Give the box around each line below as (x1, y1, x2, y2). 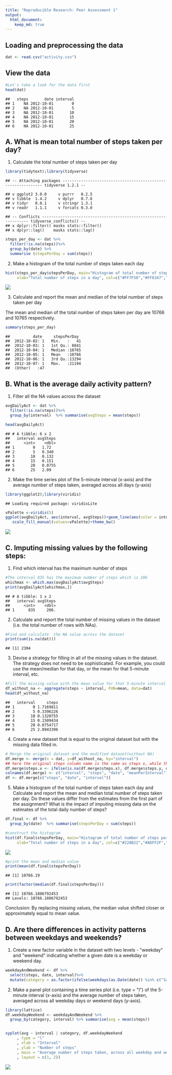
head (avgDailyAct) (5, 422, 45, 427)
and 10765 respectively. (5, 315, 55, 321)
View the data (5, 69, 51, 78)
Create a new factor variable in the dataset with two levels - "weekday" (12, 947, 163, 953)
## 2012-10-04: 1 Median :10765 (5, 348, 81, 353)
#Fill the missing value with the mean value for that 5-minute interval (5, 681, 166, 686)
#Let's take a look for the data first (5, 82, 91, 87)
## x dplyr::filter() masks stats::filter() (5, 223, 102, 229)
